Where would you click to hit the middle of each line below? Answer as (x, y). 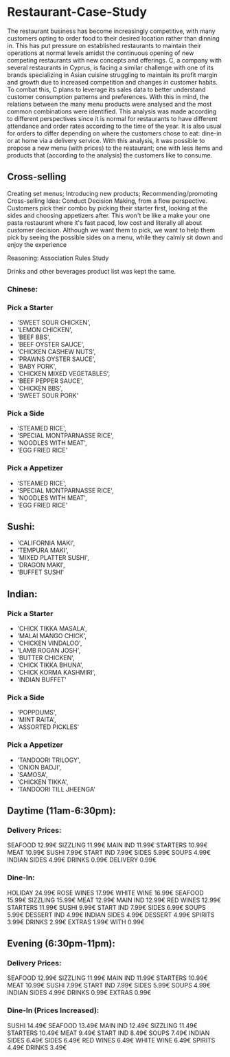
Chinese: (23, 289)
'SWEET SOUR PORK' (48, 395)
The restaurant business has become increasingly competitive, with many (111, 31)
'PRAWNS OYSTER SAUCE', (56, 359)
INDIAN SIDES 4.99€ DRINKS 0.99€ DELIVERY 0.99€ (82, 860)
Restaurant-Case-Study (77, 12)
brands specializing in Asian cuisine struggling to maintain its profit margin (112, 75)
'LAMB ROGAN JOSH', (49, 651)
